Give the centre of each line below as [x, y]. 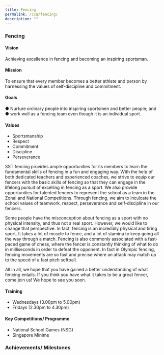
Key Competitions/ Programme [37, 319]
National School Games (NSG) [43, 330]
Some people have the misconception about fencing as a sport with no [77, 218]
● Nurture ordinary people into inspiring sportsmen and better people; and [81, 108]
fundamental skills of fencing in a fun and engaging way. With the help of [79, 172]
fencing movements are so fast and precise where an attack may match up [81, 255]
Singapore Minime [31, 335]
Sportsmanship [27, 136]
